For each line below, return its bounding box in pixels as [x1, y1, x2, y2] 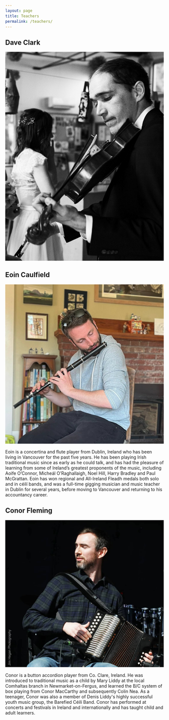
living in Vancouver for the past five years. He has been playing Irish [5, 454, 147, 460]
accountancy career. [5, 491, 48, 498]
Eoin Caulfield [5, 271, 50, 279]
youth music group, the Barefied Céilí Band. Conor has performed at [5, 699, 147, 705]
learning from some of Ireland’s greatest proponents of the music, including [5, 465, 162, 471]
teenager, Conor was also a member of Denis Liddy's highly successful [5, 694, 153, 700]
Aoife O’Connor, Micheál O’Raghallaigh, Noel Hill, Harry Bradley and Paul [5, 470, 156, 476]
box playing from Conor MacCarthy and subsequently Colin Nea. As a [5, 688, 150, 695]
